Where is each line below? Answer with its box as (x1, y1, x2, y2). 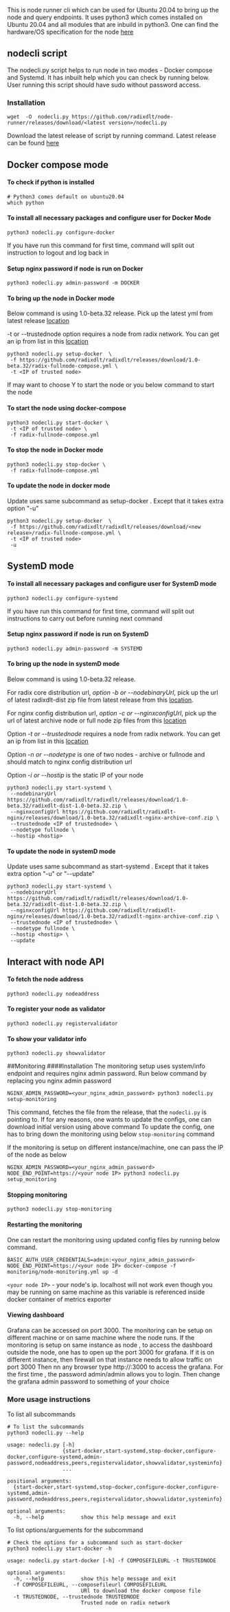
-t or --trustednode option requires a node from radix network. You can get (7, 330, 220, 338)
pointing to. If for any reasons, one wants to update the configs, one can (7, 1116, 211, 1124)
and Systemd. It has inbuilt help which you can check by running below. (7, 73, 210, 81)
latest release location (7, 317, 70, 325)
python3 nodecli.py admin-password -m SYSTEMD (7, 645, 143, 652)
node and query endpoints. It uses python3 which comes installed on (7, 13, 203, 21)
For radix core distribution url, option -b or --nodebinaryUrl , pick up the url (7, 688, 218, 696)
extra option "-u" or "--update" (7, 870, 95, 878)
